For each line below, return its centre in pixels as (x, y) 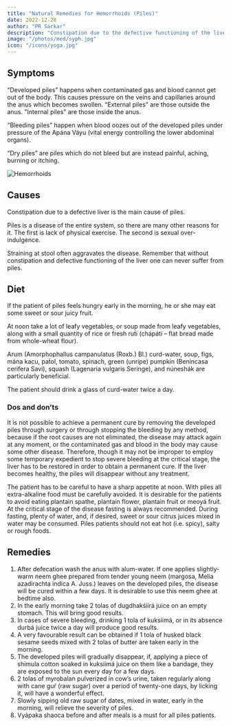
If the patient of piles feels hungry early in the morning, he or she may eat (111, 306)
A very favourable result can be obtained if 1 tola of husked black (109, 635)
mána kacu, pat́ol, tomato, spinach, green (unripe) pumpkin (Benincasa (108, 362)
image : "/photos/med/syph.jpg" (52, 39)
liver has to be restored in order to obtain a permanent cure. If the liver (107, 466)
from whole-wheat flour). (43, 341)
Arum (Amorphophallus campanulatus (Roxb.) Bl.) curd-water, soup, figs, (111, 354)
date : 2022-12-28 (32, 20)
